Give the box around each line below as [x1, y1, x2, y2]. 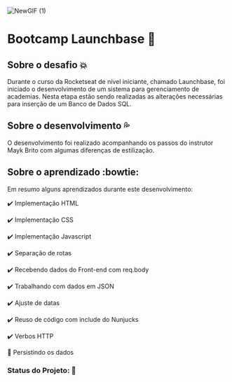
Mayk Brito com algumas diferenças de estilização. [7, 146, 155, 154]
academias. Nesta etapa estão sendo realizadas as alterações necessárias [7, 92, 223, 101]
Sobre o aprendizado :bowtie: [7, 167, 139, 178]
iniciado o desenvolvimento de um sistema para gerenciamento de [7, 85, 200, 93]
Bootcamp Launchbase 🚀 [7, 31, 156, 47]
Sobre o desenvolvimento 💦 [7, 120, 130, 132]
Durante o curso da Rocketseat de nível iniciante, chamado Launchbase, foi [7, 78, 226, 85]
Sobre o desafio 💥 [7, 59, 88, 71]
